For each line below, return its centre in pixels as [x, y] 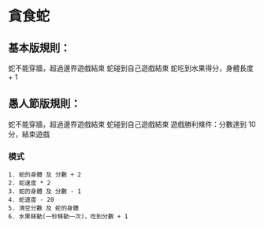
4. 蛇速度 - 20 [31, 200]
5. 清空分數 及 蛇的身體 [43, 208]
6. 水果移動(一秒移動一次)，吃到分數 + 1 [68, 217]
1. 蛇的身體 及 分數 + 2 [45, 175]
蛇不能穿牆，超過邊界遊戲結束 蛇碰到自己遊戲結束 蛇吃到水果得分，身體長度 [131, 68]
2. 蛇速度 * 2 [30, 183]
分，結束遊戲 [29, 134]
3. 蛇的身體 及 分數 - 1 [45, 192]
